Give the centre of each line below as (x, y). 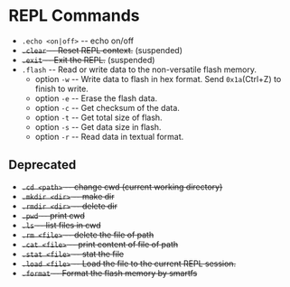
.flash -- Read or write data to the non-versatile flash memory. (139, 69)
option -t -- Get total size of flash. (99, 117)
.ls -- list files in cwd (61, 225)
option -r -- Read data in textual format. (109, 136)
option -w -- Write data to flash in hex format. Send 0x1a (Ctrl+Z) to (158, 79)
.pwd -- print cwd (53, 215)
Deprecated (42, 165)
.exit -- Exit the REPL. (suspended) (88, 60)
